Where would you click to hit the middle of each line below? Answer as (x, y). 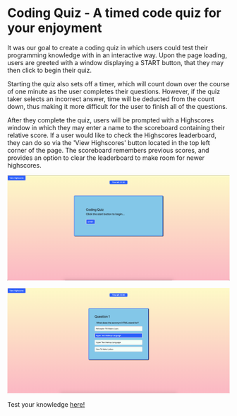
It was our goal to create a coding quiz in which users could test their (108, 47)
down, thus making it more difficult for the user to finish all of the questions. (117, 106)
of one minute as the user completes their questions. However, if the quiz (114, 91)
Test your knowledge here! (46, 404)
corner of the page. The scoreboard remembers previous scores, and (108, 150)
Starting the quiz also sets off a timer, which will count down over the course (119, 83)
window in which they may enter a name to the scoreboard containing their (116, 127)
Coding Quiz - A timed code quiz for (114, 13)
